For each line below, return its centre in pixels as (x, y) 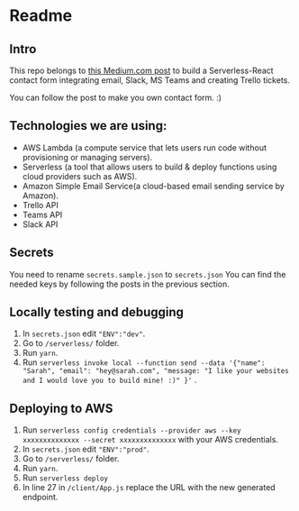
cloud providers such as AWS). (80, 176)
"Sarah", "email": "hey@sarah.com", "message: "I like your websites (156, 371)
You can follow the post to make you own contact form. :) (116, 97)
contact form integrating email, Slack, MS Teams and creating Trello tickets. (150, 80)
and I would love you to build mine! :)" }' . (109, 380)
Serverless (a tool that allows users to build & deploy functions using (149, 167)
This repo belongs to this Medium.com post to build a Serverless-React (141, 70)
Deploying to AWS (61, 408)
